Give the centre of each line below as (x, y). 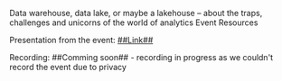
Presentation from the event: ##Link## (81, 40)
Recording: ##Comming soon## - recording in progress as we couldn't (141, 57)
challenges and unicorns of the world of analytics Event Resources (134, 22)
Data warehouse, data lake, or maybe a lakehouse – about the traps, (136, 13)
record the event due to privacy (68, 67)
